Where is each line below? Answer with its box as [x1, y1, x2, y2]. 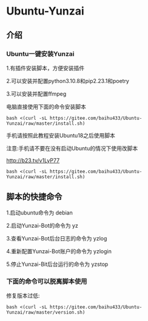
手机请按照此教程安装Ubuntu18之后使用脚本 [6, 131, 115, 139]
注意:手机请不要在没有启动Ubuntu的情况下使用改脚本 [6, 144, 138, 152]
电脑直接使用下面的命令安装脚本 [6, 103, 86, 110]
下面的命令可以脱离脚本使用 [6, 277, 87, 285]
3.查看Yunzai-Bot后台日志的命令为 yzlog [6, 234, 107, 242]
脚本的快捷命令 [6, 192, 62, 202]
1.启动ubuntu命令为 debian [6, 209, 73, 216]
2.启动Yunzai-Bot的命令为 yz [6, 222, 79, 229]
